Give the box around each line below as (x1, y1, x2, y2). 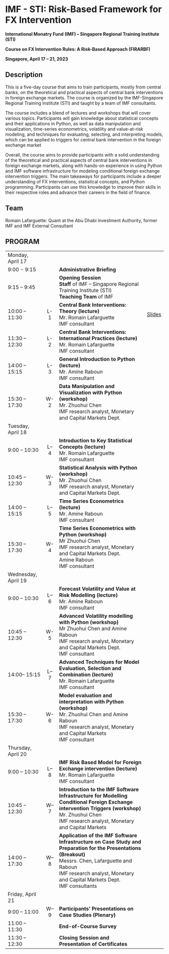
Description (5, 71, 43, 79)
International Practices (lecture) (59, 335, 137, 342)
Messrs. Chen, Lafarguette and (59, 857, 132, 864)
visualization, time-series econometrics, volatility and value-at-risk (5, 126, 143, 132)
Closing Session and (59, 934, 110, 941)
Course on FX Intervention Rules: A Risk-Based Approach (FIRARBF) (5, 46, 151, 52)
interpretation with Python (59, 698, 124, 705)
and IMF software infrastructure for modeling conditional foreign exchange (5, 168, 160, 174)
